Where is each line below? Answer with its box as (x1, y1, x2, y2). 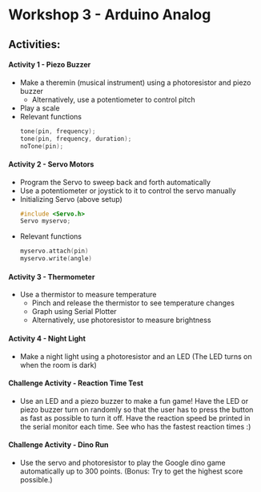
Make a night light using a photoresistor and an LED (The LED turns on (19, 351, 252, 361)
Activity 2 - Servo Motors (8, 159, 94, 169)
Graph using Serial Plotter (31, 307, 118, 317)
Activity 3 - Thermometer (8, 272, 95, 281)
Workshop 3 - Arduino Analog (8, 6, 211, 24)
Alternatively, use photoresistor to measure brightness (31, 315, 211, 325)
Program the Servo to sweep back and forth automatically (19, 177, 211, 187)
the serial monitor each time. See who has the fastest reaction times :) (19, 421, 251, 431)
